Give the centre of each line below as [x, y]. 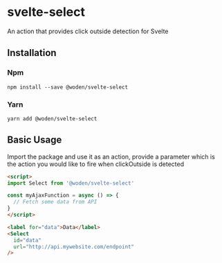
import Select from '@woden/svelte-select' [71, 183]
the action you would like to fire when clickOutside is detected [96, 164]
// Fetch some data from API [55, 202]
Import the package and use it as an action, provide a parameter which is [111, 156]
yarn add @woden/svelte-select [52, 118]
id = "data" [27, 240]
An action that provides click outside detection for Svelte [88, 31]
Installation [32, 53]
